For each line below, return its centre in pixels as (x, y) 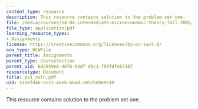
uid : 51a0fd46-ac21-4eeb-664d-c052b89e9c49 (60, 83)
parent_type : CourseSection (41, 61)
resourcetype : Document (35, 72)
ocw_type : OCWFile (29, 50)
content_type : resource (35, 11)
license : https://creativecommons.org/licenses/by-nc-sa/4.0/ (84, 45)
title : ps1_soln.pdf (32, 77)
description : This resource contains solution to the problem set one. (96, 17)
